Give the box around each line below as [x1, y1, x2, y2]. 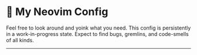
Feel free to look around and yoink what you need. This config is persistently [6, 24, 191, 31]
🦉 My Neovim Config [6, 5, 108, 19]
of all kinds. [6, 36, 34, 43]
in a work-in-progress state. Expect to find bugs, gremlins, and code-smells [6, 30, 189, 37]
